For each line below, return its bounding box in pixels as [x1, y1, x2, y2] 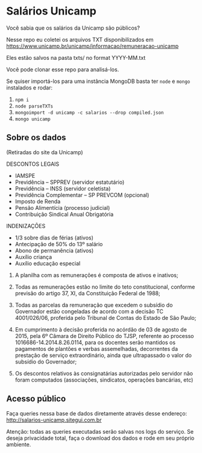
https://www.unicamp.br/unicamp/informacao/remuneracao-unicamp [6, 42, 179, 50]
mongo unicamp [14, 116, 51, 122]
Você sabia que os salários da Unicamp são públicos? [6, 24, 140, 31]
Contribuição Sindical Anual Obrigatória [14, 210, 113, 218]
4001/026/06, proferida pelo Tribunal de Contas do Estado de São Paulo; [14, 314, 197, 321]
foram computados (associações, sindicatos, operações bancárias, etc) [14, 376, 194, 383]
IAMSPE [14, 172, 36, 179]
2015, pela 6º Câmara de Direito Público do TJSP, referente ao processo [14, 332, 194, 339]
